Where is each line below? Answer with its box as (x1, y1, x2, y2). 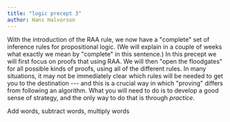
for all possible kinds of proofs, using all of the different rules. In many (7, 64, 207, 73)
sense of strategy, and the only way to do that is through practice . (7, 93, 195, 101)
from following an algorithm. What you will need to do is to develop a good (7, 86, 219, 95)
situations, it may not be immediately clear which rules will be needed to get (7, 71, 223, 80)
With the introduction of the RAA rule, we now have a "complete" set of (7, 35, 210, 43)
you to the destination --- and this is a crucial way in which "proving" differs (7, 79, 223, 87)
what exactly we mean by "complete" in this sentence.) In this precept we (7, 49, 217, 58)
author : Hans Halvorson (7, 16, 76, 23)
